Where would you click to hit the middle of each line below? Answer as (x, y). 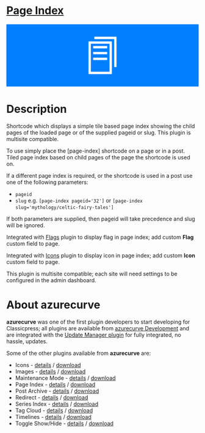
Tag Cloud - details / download (54, 410)
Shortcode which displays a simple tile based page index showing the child (101, 126)
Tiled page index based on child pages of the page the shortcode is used (98, 157)
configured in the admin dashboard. (51, 280)
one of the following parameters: (47, 182)
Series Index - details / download (57, 404)
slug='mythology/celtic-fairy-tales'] (64, 207)
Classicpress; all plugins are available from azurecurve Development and (98, 328)
